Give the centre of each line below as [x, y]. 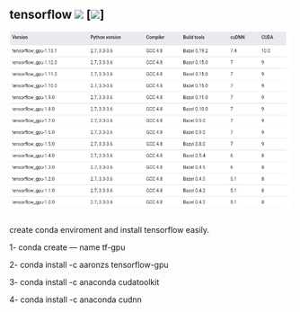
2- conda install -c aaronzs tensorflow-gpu [89, 265]
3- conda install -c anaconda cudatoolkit [84, 282]
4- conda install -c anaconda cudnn [75, 299]
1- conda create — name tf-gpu [67, 247]
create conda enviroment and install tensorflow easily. [109, 230]
